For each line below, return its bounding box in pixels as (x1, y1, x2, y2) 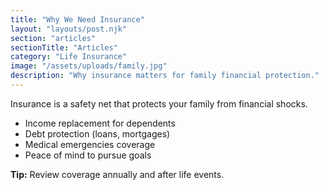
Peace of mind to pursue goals (24, 149, 152, 161)
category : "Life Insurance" (10, 52, 128, 62)
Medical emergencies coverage (24, 138, 156, 150)
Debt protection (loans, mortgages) (24, 127, 171, 140)
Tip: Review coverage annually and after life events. (10, 168, 225, 180)
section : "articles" (10, 33, 97, 43)
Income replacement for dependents (24, 117, 176, 129)
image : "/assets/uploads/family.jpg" (10, 61, 168, 71)
